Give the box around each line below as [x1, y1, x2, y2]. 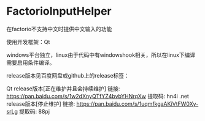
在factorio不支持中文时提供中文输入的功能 [6, 25, 112, 32]
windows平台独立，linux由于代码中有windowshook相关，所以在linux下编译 [6, 51, 196, 59]
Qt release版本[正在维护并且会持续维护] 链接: [6, 84, 120, 92]
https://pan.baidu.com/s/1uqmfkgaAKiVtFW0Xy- [76, 100, 199, 108]
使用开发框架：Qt [6, 38, 50, 45]
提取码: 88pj [19, 108, 50, 115]
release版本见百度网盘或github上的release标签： [6, 71, 130, 79]
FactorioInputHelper [6, 4, 112, 18]
